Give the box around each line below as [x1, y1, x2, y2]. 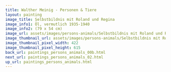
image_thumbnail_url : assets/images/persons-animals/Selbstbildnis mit [5, 36, 160, 41]
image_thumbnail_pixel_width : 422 [5, 41, 79, 46]
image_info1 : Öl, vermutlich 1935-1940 [5, 21, 90, 27]
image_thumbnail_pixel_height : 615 [5, 45, 81, 50]
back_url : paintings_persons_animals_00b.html [5, 50, 106, 55]
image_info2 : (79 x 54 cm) [5, 26, 63, 31]
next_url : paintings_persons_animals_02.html [5, 54, 103, 60]
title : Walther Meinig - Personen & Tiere [5, 7, 97, 13]
